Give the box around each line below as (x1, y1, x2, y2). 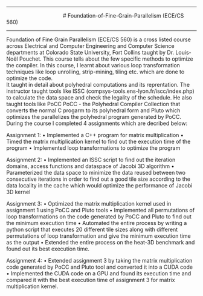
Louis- (175, 49, 192, 56)
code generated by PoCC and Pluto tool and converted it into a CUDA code (6, 263, 193, 271)
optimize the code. (6, 75, 53, 82)
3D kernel (6, 189, 31, 195)
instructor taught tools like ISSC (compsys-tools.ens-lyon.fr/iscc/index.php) (6, 87, 195, 95)
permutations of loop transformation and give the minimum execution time (6, 232, 192, 240)
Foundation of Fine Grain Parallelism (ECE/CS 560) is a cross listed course (6, 36, 192, 43)
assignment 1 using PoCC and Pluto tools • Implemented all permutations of (6, 207, 195, 214)
